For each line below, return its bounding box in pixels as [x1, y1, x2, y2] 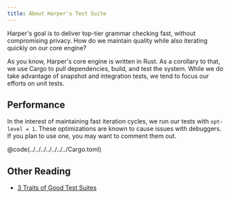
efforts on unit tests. [7, 79, 65, 87]
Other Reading [7, 165, 71, 177]
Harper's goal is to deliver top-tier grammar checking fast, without [7, 29, 196, 37]
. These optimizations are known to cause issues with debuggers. [35, 125, 222, 133]
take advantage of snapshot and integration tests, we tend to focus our [7, 72, 209, 80]
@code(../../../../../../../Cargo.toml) [7, 146, 102, 154]
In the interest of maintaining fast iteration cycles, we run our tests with [7, 117, 209, 126]
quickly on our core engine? [7, 43, 87, 52]
